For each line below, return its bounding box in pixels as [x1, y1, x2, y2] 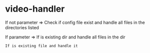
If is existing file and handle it [5, 43, 78, 48]
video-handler [5, 3, 65, 15]
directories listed [5, 24, 39, 30]
